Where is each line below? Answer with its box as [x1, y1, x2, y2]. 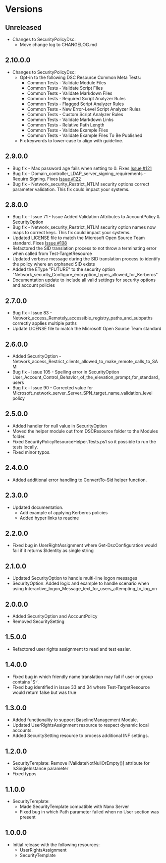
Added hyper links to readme [19, 515, 79, 521]
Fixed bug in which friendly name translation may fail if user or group [12, 674, 153, 679]
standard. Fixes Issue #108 [12, 240, 67, 246]
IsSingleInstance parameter [12, 765, 69, 772]
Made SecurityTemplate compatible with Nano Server [19, 803, 129, 809]
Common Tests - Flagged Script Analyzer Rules [27, 101, 124, 107]
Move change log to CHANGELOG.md [19, 42, 97, 48]
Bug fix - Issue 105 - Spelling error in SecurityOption [12, 369, 119, 375]
